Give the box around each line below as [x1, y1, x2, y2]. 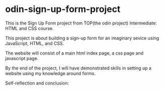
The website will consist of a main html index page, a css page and [5, 50, 144, 56]
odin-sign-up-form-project [5, 3, 121, 15]
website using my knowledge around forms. [5, 70, 96, 76]
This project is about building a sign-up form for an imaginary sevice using [5, 35, 159, 41]
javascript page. [5, 55, 39, 61]
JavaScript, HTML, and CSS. [5, 40, 64, 46]
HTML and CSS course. [5, 25, 54, 31]
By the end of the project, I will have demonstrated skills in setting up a [5, 65, 151, 71]
